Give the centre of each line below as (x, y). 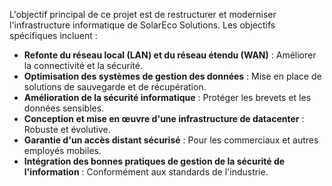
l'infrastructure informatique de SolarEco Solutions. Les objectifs (142, 25)
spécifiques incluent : (53, 35)
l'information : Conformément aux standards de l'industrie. (146, 172)
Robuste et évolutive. (67, 129)
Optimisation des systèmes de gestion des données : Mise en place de (172, 76)
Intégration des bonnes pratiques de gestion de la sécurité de (154, 161)
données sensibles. (64, 108)
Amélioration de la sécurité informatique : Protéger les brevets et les (167, 97)
